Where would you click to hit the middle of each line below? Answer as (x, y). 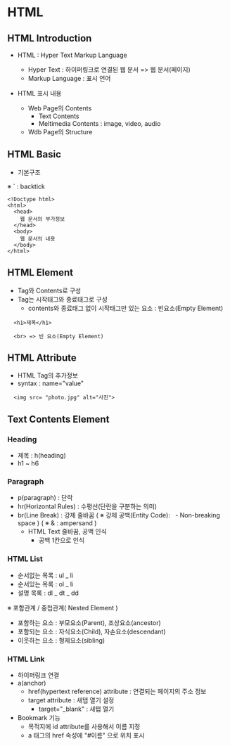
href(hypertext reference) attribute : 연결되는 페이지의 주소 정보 (117, 692)
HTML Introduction (50, 38)
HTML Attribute (42, 358)
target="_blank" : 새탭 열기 (76, 709)
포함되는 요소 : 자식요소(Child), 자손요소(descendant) (92, 631)
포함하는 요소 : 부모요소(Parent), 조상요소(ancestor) (89, 622)
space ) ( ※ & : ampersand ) (57, 523)
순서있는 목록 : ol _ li (45, 584)
